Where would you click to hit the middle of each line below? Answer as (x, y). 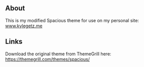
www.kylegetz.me (24, 26)
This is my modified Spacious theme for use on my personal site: (72, 20)
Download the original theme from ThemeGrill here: (58, 54)
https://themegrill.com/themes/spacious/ (48, 59)
